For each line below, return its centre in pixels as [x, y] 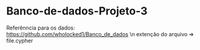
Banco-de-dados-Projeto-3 [77, 11]
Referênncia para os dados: [41, 28]
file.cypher [20, 40]
